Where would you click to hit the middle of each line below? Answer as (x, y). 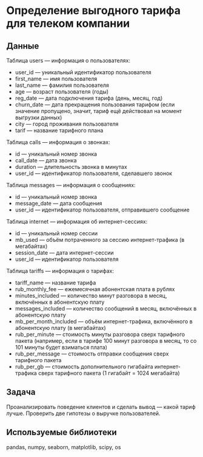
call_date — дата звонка (46, 160)
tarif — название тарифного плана (59, 130)
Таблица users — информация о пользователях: (68, 60)
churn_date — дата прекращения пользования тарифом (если (95, 105)
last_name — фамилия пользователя (62, 85)
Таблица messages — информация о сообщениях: (71, 185)
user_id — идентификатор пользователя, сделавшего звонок (94, 173)
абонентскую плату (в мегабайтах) (60, 328)
